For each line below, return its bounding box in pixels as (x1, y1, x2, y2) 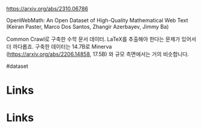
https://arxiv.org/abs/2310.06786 (6, 5, 89, 12)
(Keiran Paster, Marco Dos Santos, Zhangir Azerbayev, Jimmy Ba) (6, 23, 169, 30)
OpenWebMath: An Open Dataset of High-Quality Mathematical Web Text (6, 17, 189, 23)
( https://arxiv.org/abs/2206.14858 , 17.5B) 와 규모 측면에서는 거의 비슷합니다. (6, 50, 189, 58)
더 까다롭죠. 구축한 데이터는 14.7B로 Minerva (6, 43, 112, 50)
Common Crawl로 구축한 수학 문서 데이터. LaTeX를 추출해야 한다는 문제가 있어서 (6, 35, 197, 43)
